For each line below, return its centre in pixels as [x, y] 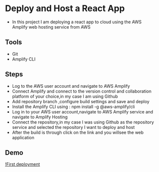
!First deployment [23, 164]
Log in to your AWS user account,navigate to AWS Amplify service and [83, 111]
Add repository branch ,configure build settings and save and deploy [81, 101]
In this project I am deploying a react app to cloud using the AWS [77, 22]
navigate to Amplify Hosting [40, 117]
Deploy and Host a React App [65, 8]
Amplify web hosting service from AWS [51, 27]
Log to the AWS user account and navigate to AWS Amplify [71, 86]
